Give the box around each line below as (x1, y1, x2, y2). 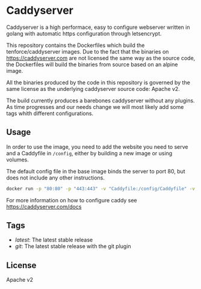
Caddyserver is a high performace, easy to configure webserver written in (6, 23, 190, 31)
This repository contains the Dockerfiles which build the (6, 42, 145, 49)
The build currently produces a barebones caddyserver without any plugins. (6, 97, 195, 104)
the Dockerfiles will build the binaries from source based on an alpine (6, 61, 178, 68)
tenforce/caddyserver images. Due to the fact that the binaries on (6, 48, 169, 55)
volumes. (6, 156, 29, 163)
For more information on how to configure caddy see (6, 196, 137, 204)
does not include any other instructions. (6, 174, 105, 181)
